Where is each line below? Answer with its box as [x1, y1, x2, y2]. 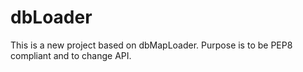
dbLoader [10, 6, 93, 29]
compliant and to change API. [10, 49, 132, 61]
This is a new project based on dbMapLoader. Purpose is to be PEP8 [10, 39, 293, 51]
